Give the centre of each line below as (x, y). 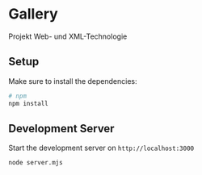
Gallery (33, 14)
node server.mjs (36, 163)
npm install (28, 103)
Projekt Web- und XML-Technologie (68, 36)
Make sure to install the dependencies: (73, 81)
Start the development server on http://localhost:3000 (101, 148)
